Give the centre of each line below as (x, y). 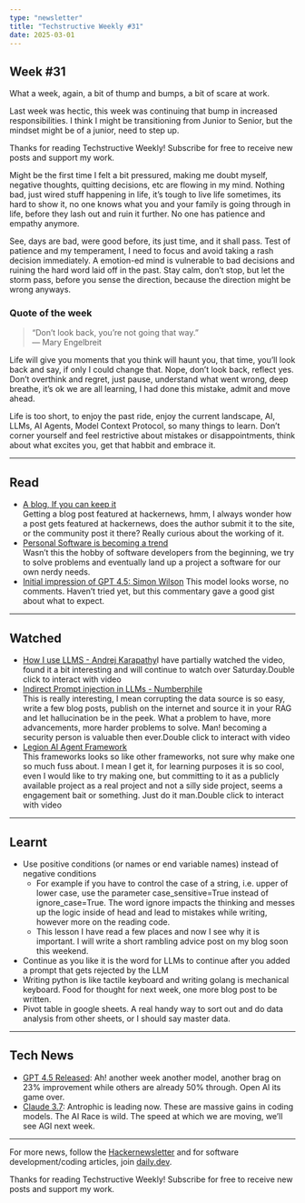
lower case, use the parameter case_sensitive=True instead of (152, 893)
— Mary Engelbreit (67, 343)
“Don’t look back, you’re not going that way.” (115, 333)
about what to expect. (64, 601)
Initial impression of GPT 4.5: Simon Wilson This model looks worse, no (155, 582)
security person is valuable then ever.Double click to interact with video (156, 737)
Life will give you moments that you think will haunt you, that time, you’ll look (152, 360)
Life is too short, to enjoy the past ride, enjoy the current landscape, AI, (142, 416)
